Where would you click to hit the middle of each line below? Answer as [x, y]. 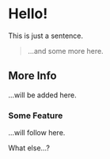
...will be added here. [42, 95]
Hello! [28, 14]
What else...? [29, 148]
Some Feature [36, 115]
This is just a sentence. [46, 36]
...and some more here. [66, 51]
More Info [32, 76]
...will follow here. [37, 133]
